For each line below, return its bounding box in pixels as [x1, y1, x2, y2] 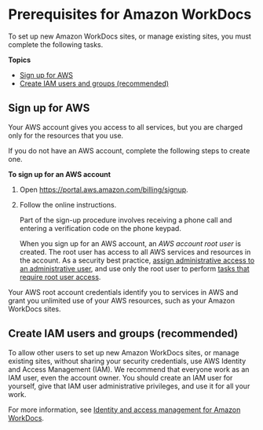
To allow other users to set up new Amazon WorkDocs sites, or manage [8, 347, 239, 357]
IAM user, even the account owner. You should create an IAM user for [8, 373, 233, 382]
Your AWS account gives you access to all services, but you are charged [8, 122, 243, 131]
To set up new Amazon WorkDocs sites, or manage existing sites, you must [8, 31, 251, 41]
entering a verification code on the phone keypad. [19, 223, 182, 233]
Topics [8, 55, 31, 64]
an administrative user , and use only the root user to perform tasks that [19, 263, 250, 273]
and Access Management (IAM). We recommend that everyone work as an [8, 364, 250, 374]
